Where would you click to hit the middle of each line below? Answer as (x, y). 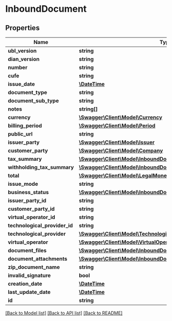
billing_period (25, 126)
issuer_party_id (27, 200)
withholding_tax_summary (41, 167)
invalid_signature (29, 275)
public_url (20, 134)
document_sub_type (33, 101)
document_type (28, 92)
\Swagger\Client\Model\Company (121, 151)
